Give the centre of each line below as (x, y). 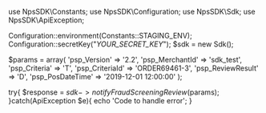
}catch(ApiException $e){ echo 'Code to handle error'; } (100, 101)
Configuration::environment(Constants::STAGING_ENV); (100, 36)
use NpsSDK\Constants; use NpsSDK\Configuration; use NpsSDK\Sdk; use (132, 12)
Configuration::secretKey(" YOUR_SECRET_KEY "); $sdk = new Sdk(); (121, 44)
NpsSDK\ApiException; (46, 20)
